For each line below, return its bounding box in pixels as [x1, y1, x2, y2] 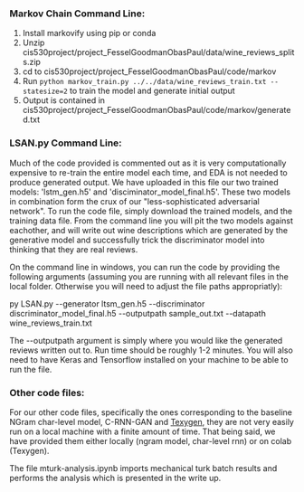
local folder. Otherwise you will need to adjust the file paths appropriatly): [9, 280, 283, 291]
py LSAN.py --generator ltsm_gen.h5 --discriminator [9, 298, 205, 309]
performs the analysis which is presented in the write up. [9, 472, 222, 483]
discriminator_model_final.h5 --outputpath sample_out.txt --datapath [9, 307, 267, 318]
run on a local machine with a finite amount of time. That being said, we [9, 426, 276, 437]
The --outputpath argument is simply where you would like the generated [9, 335, 283, 345]
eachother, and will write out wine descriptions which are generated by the [9, 224, 288, 235]
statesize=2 [22, 87, 68, 97]
